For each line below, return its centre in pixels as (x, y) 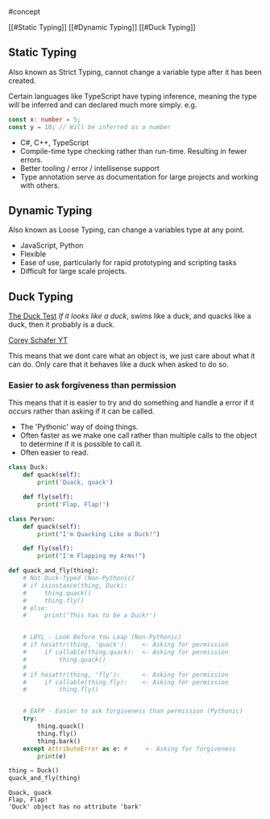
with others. (40, 185)
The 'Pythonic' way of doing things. (79, 427)
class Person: (32, 519)
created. (22, 81)
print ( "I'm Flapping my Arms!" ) (92, 556)
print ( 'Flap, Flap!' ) (74, 504)
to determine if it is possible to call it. (81, 444)
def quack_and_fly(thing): (54, 571)
